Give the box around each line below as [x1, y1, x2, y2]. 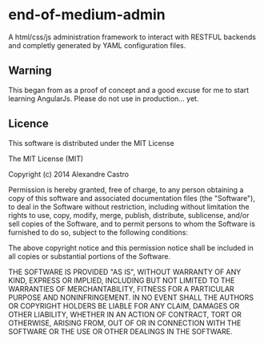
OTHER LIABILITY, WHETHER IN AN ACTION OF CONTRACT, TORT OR [8, 309, 242, 319]
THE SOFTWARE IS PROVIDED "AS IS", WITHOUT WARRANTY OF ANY [8, 267, 242, 276]
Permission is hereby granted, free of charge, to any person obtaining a [8, 184, 244, 194]
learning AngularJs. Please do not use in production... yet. [8, 94, 199, 103]
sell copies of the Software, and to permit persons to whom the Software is [8, 219, 256, 228]
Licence [8, 117, 50, 131]
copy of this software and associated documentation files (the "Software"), [8, 193, 256, 203]
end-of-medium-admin [8, 6, 166, 24]
